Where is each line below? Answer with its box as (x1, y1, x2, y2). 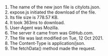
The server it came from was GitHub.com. (9, 30, 94, 36)
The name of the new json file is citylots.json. (9, 4, 101, 10)
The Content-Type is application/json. (9, 40, 86, 46)
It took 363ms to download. (9, 19, 65, 25)
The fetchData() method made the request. (9, 46, 96, 51)
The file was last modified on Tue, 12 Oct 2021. (9, 35, 104, 41)
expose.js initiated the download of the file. (9, 9, 96, 15)
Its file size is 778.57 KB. (9, 15, 59, 20)
